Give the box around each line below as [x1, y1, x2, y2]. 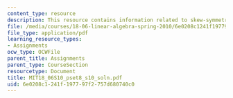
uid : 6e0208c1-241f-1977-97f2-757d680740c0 [7, 81, 135, 88]
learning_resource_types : [7, 36, 82, 43]
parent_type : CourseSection [7, 61, 89, 68]
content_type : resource [7, 10, 76, 17]
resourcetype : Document [7, 68, 76, 75]
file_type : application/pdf [7, 29, 89, 37]
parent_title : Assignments [7, 55, 85, 62]
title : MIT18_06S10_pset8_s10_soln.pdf [7, 74, 123, 81]
